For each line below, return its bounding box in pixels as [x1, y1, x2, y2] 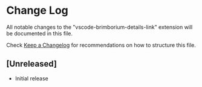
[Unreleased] [6, 59, 57, 69]
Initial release [15, 74, 48, 82]
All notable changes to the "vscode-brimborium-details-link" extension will [6, 23, 193, 31]
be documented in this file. [6, 29, 73, 37]
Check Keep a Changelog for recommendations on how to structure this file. [6, 41, 197, 49]
